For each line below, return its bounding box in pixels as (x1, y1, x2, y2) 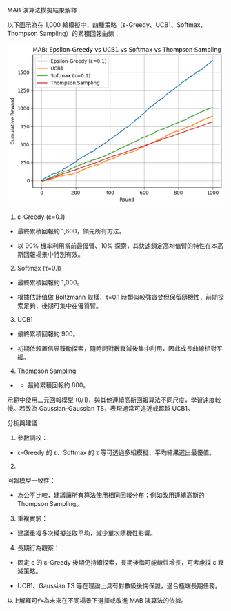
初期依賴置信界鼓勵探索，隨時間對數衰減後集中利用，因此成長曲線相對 (17, 345, 217, 352)
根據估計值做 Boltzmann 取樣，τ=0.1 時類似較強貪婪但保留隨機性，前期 (17, 293, 219, 301)
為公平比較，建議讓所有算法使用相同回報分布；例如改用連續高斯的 (17, 491, 205, 499)
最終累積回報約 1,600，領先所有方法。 (17, 227, 125, 235)
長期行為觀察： (17, 544, 60, 552)
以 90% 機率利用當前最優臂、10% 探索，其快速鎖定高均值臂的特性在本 (17, 242, 218, 250)
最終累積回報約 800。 (27, 381, 90, 389)
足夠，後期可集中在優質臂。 (23, 302, 102, 309)
